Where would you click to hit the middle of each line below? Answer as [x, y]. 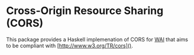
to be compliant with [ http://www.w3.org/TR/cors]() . [69, 46]
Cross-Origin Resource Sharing [85, 11]
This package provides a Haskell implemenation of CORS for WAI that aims [97, 39]
